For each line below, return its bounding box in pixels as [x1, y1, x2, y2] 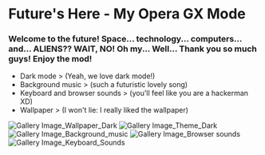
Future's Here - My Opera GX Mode [8, 5, 246, 23]
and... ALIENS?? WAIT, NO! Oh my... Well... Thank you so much [8, 43, 258, 54]
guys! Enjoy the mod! [8, 54, 93, 65]
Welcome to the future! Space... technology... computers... [8, 34, 242, 45]
